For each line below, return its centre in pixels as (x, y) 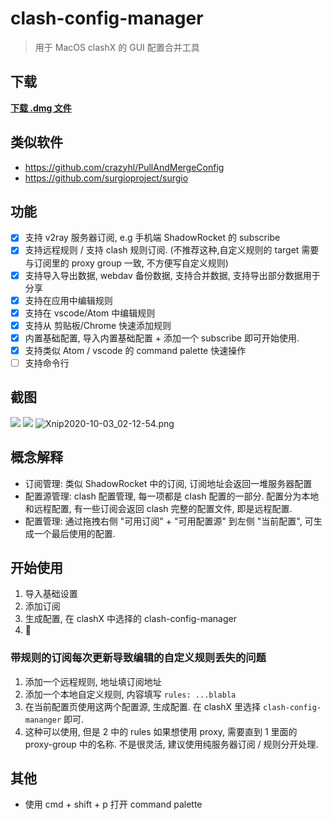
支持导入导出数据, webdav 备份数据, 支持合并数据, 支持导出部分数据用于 (172, 275)
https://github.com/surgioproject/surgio (106, 178)
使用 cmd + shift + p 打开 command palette (113, 804)
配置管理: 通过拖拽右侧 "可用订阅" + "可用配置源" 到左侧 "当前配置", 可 (169, 521)
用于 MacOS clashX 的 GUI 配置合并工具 (117, 47)
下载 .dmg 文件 (41, 108)
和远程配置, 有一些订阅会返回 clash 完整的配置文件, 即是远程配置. (158, 508)
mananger (43, 720)
